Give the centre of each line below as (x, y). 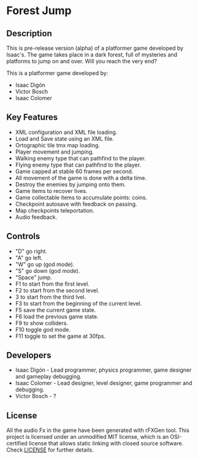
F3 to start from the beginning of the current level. (78, 303)
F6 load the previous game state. (57, 316)
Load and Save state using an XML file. (65, 138)
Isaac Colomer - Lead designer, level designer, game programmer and (104, 383)
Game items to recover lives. (51, 190)
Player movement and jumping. (54, 152)
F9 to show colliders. (42, 323)
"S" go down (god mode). (48, 270)
